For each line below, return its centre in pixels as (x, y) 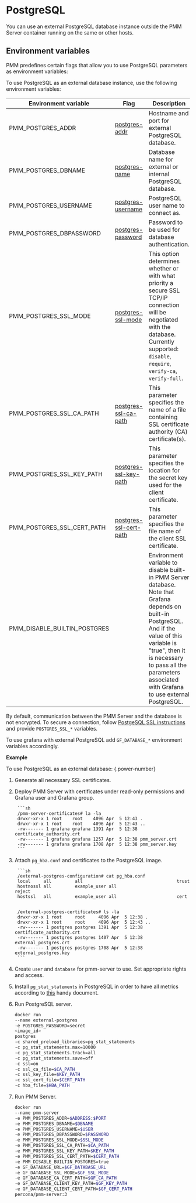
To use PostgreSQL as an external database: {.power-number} (81, 769)
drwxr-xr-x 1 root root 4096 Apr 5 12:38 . (83, 917)
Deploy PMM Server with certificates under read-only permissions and (99, 791)
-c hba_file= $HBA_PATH (42, 1086)
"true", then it (167, 650)
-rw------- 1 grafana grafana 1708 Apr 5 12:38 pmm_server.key (97, 844)
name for (161, 159)
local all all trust (104, 881)
